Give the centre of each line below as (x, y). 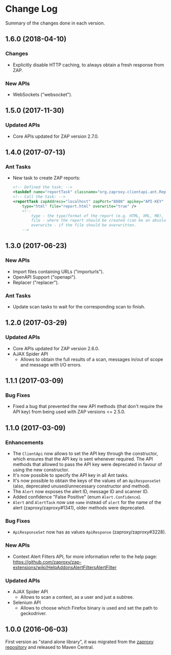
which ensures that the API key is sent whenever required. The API (83, 459)
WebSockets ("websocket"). (42, 94)
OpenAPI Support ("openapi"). (44, 277)
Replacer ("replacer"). (36, 282)
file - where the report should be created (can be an (91, 221)
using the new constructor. (41, 470)
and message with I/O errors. (51, 365)
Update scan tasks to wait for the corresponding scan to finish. (79, 307)
